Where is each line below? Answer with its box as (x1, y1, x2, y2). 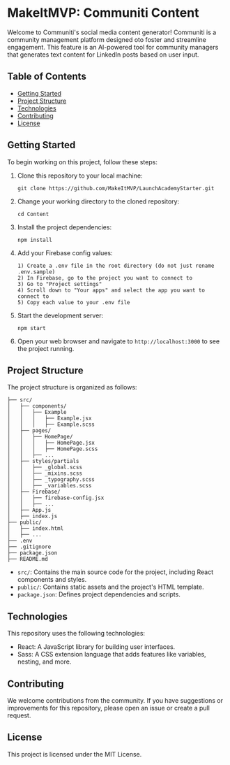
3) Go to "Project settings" (17, 280, 102, 287)
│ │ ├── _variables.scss (7, 482, 92, 489)
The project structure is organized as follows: (7, 383, 137, 392)
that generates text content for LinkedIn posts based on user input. (7, 50, 199, 59)
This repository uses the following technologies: (7, 629, 145, 638)
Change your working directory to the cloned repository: (17, 197, 180, 206)
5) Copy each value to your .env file (17, 299, 130, 306)
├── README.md (7, 556, 49, 563)
